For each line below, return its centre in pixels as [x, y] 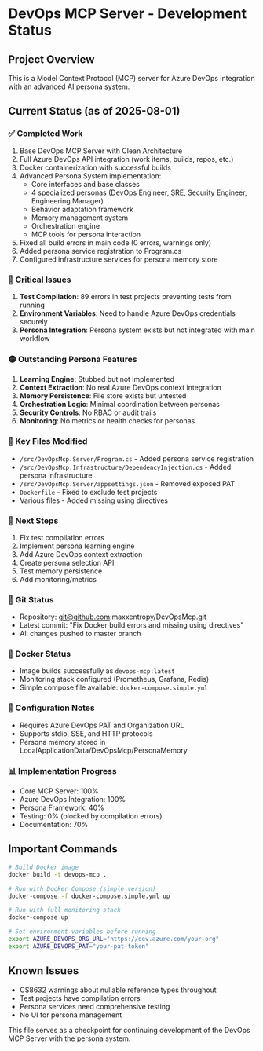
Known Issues [44, 971]
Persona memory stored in [62, 742]
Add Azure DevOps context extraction [81, 554]
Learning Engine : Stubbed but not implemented [97, 379]
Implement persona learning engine [77, 546]
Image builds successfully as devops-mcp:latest [97, 671]
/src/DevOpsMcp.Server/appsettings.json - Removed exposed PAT [127, 483]
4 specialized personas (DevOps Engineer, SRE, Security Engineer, [139, 192]
